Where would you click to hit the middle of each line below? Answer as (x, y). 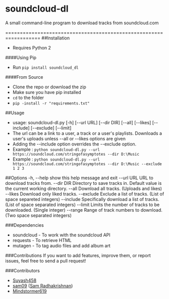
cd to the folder (28, 97)
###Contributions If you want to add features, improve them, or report (78, 255)
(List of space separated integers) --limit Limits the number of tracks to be (82, 205)
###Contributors (23, 270)
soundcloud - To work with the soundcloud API (62, 235)
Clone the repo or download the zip (49, 87)
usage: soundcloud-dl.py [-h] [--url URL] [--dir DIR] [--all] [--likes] (82, 122)
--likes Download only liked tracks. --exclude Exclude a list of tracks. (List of (85, 194)
